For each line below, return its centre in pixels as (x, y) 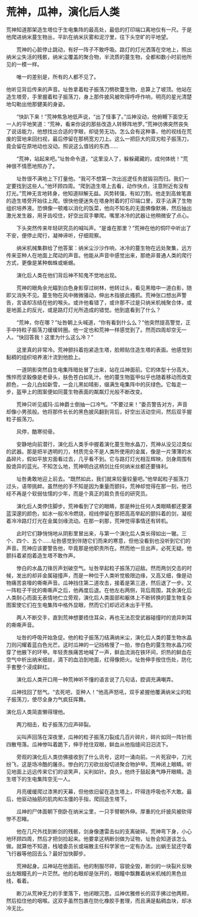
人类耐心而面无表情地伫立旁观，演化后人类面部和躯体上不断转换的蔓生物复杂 (99, 597)
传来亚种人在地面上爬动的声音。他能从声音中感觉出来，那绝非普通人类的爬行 (99, 255)
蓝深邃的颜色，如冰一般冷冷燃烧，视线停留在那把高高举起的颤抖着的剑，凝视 (99, 513)
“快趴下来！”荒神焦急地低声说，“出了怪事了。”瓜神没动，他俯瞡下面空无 (102, 116)
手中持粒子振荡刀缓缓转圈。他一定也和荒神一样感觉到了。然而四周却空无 (94, 330)
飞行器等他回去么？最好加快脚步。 (47, 853)
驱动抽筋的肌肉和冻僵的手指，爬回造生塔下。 (76, 799)
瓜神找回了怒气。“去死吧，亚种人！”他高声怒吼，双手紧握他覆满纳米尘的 (99, 692)
